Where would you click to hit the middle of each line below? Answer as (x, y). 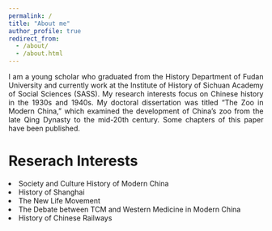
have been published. (45, 128)
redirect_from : (34, 38)
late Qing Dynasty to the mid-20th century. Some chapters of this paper (136, 120)
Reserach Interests (73, 161)
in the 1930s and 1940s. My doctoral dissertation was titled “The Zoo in (136, 103)
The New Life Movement (60, 200)
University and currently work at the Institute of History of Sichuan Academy (136, 85)
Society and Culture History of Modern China (94, 183)
